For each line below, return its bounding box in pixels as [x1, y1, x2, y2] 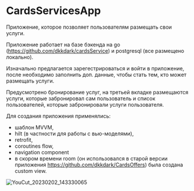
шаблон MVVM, [14, 124, 54, 131]
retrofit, [14, 136, 34, 143]
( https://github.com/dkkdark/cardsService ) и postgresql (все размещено [6, 47, 185, 54]
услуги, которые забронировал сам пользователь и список [6, 95, 156, 102]
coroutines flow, [14, 142, 54, 149]
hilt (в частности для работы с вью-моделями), [14, 130, 134, 137]
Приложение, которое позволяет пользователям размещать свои [6, 23, 172, 30]
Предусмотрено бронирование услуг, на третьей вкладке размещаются [6, 88, 189, 95]
